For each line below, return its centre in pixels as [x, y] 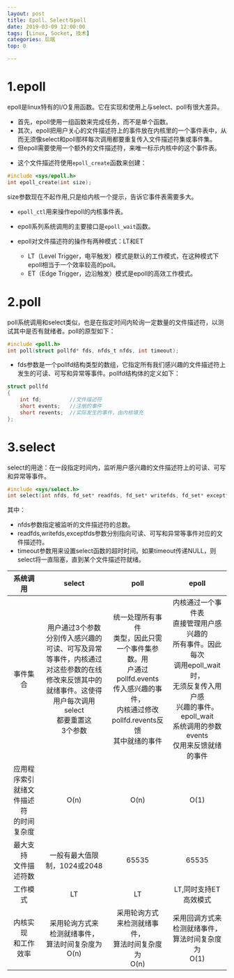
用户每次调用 [74, 701]
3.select [31, 447]
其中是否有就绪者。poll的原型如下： [64, 331]
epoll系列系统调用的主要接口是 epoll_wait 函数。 [86, 226]
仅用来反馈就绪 [197, 746]
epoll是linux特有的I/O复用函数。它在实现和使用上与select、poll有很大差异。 [115, 107]
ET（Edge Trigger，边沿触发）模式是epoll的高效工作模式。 [112, 273]
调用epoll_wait [197, 665]
